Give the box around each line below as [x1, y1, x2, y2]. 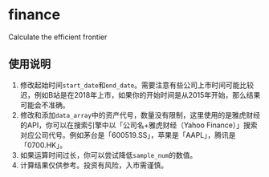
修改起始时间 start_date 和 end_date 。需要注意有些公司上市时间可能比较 [19, 80, 255, 90]
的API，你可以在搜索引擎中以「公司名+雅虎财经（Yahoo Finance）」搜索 [19, 120, 259, 130]
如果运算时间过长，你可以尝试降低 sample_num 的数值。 [19, 150, 198, 159]
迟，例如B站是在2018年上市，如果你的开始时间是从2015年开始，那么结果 [19, 90, 261, 99]
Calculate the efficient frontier [8, 32, 108, 42]
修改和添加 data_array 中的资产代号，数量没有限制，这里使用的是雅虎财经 [19, 110, 261, 119]
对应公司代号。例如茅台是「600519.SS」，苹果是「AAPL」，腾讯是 [19, 130, 236, 139]
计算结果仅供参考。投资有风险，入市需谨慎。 [19, 160, 169, 170]
